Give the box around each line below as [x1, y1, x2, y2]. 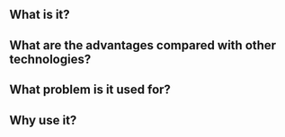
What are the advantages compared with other [9, 38, 277, 53]
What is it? [9, 7, 70, 22]
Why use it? [9, 112, 77, 128]
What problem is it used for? [9, 82, 171, 98]
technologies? [9, 51, 92, 66]
